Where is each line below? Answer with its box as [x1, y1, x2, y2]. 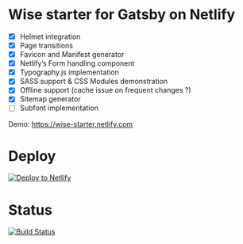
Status [8, 200, 53, 219]
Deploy [8, 147, 56, 165]
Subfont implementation [19, 103, 99, 112]
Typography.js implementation [19, 67, 119, 77]
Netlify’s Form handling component [19, 59, 135, 68]
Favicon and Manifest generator [19, 50, 125, 59]
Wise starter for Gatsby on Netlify [8, 6, 236, 24]
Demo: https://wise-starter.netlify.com [8, 119, 133, 128]
